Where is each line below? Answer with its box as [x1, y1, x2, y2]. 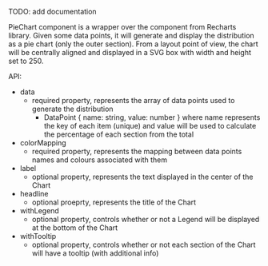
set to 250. [8, 56, 44, 66]
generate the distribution [31, 104, 114, 113]
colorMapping [19, 138, 66, 147]
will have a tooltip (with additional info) [31, 248, 159, 258]
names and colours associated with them [31, 155, 168, 165]
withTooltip [19, 232, 57, 240]
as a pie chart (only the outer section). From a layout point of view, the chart [8, 39, 258, 49]
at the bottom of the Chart [31, 223, 118, 232]
